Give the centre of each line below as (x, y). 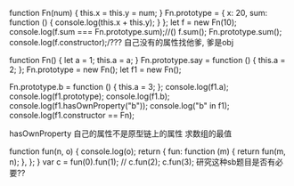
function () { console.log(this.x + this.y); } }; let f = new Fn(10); (123, 22)
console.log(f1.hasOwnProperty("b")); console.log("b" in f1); (119, 105)
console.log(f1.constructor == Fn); (72, 115)
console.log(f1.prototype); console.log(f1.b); (90, 96)
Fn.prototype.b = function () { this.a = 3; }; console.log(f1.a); (119, 87)
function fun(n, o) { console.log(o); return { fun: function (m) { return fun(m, (148, 151)
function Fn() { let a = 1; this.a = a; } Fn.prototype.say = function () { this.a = (147, 60)
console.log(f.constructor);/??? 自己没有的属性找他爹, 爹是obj (122, 42)
